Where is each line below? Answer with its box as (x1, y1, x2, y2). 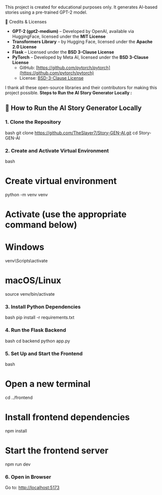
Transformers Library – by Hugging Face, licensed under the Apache (12, 39, 153, 45)
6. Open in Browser (5, 473, 51, 480)
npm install (5, 428, 27, 434)
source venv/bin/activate (5, 291, 55, 297)
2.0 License (12, 44, 37, 49)
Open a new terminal (5, 378, 91, 390)
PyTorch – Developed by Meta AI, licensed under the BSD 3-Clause (12, 54, 149, 60)
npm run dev (5, 461, 31, 467)
